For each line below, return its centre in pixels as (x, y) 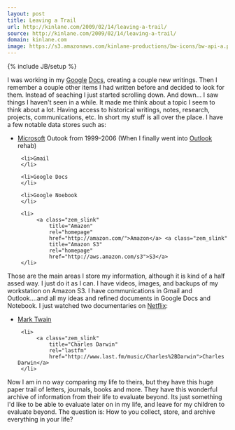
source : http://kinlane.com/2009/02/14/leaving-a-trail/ (92, 33)
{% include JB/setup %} (42, 66)
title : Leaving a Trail (42, 20)
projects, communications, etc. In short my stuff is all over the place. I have (115, 117)
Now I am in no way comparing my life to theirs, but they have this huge (111, 382)
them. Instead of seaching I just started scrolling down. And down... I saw (113, 95)
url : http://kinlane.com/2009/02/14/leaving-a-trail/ (87, 27)
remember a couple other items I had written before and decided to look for (116, 87)
